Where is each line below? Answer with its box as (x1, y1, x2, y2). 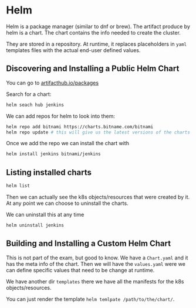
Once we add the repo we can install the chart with (6, 140, 129, 147)
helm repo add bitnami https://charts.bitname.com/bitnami (6, 124, 154, 129)
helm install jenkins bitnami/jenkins (6, 151, 101, 157)
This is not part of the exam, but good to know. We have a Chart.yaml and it (6, 254, 188, 261)
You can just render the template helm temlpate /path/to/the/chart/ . (6, 295, 175, 302)
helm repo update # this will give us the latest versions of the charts (6, 129, 191, 135)
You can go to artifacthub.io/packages (6, 79, 99, 86)
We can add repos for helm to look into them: (6, 112, 116, 119)
